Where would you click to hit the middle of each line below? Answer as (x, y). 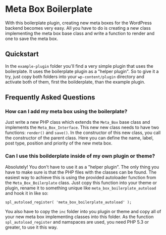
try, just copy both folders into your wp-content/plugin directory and (75, 76)
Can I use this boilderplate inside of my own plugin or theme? (80, 156)
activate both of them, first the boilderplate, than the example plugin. (75, 82)
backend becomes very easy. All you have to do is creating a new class (78, 28)
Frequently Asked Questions (50, 97)
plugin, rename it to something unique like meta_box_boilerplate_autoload (81, 188)
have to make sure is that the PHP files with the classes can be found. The (81, 172)
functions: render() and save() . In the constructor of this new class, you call (83, 133)
